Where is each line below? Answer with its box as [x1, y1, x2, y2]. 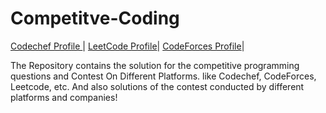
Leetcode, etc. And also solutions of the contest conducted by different [10, 80, 305, 92]
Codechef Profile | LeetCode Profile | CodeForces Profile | [10, 40, 245, 52]
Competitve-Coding [10, 7, 180, 30]
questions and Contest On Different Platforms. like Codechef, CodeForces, [10, 70, 317, 82]
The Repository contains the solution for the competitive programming [10, 59, 300, 71]
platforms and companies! [10, 91, 118, 103]
